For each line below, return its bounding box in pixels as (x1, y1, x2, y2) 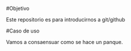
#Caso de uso (6, 27, 40, 34)
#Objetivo (6, 5, 30, 12)
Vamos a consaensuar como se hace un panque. (6, 39, 123, 45)
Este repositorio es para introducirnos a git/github (6, 16, 125, 23)
